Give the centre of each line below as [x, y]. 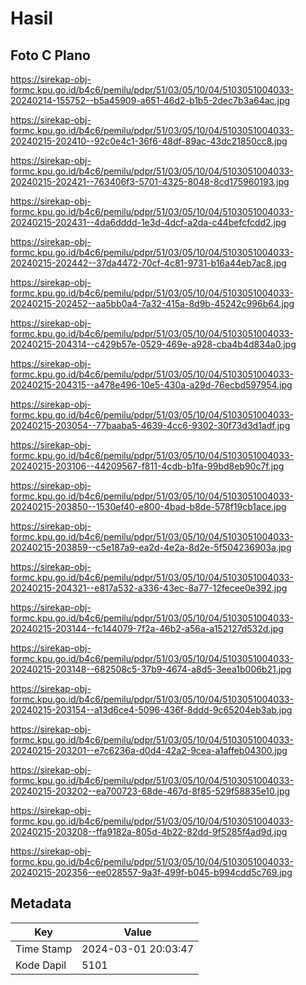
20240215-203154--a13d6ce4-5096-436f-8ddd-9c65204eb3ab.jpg [151, 710]
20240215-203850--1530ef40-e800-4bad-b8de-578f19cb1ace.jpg [148, 506]
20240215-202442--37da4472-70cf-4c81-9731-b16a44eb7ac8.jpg [148, 263]
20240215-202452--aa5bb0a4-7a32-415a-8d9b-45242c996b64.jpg [152, 303]
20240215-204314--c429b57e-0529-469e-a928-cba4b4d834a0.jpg [153, 344]
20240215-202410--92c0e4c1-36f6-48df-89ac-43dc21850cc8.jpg [149, 141]
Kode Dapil [41, 965]
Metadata [41, 903]
